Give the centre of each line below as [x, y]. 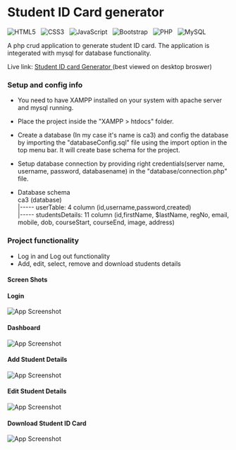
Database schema [44, 193]
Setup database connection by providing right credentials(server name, [121, 164]
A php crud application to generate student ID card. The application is [108, 45]
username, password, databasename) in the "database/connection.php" [122, 171]
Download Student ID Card [47, 423]
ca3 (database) [39, 200]
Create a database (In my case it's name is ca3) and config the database [123, 135]
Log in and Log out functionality [64, 256]
